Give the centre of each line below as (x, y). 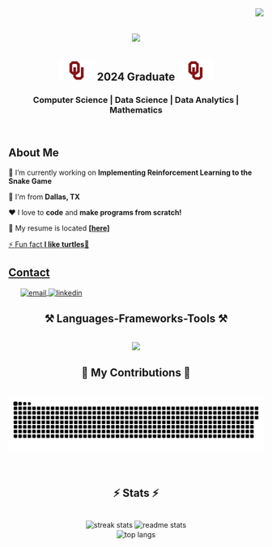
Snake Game (30, 180)
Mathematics (136, 110)
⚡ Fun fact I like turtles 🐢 (49, 244)
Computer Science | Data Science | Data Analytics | (136, 100)
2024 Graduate (136, 76)
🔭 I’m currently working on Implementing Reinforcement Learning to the (130, 172)
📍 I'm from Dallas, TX (45, 197)
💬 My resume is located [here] (59, 228)
